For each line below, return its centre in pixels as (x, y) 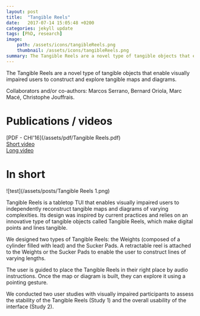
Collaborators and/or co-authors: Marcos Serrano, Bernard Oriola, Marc (94, 90)
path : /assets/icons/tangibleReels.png (66, 45)
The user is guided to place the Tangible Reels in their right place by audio (97, 270)
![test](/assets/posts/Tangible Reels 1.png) (58, 190)
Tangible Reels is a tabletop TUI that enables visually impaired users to (93, 202)
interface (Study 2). (30, 306)
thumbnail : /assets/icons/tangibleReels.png (73, 51)
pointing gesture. (27, 282)
